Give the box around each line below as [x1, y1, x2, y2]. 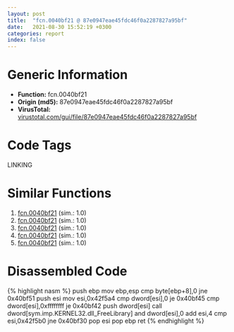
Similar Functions [7, 185, 111, 202]
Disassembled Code [7, 264, 128, 279]
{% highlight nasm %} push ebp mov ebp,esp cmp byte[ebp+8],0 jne [7, 286, 208, 295]
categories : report [7, 30, 65, 37]
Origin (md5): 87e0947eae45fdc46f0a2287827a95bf [17, 98, 173, 106]
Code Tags [7, 137, 72, 154]
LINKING [7, 161, 33, 169]
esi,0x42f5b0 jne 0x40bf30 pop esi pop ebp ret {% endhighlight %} [7, 316, 204, 325]
